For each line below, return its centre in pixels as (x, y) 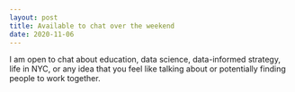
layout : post (34, 17)
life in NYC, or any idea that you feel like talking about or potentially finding (147, 69)
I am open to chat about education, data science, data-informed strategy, (145, 60)
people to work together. (55, 79)
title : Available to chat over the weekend (92, 26)
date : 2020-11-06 (42, 34)
